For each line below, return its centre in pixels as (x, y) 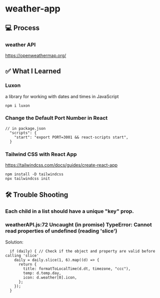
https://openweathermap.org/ (36, 55)
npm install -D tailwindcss (34, 174)
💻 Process (22, 28)
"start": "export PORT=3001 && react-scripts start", (71, 137)
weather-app (33, 9)
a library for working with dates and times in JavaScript (62, 96)
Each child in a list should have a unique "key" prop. (69, 211)
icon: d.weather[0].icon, (50, 277)
